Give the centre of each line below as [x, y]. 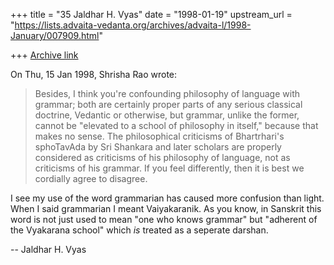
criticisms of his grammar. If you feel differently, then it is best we [169, 168]
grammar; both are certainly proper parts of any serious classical [168, 104]
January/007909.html [55, 35]
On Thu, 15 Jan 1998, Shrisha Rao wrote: [94, 74]
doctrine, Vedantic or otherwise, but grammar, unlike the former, [167, 115]
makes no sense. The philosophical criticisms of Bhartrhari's [159, 136]
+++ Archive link [44, 55]
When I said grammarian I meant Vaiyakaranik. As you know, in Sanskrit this [166, 208]
